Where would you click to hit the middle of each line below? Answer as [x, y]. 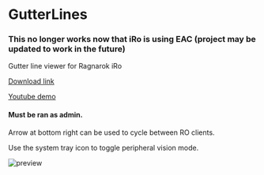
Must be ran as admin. [45, 115]
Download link [32, 81]
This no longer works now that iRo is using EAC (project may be [132, 39]
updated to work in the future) [67, 49]
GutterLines [48, 15]
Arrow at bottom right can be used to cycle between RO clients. [111, 132]
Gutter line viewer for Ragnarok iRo [65, 66]
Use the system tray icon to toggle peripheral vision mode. [104, 147]
